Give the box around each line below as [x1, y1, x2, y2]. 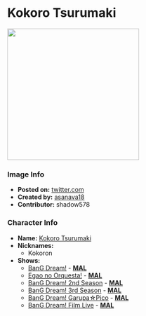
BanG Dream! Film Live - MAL [27, 301, 114, 309]
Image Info [7, 170, 44, 179]
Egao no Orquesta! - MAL [27, 271, 102, 280]
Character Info [7, 218, 58, 228]
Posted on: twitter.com [17, 186, 84, 194]
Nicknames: [17, 241, 54, 249]
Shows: [17, 256, 41, 264]
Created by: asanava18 [17, 193, 85, 201]
